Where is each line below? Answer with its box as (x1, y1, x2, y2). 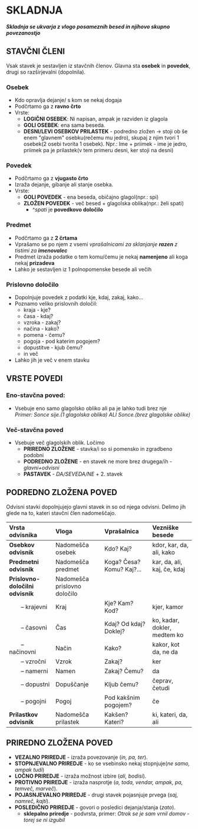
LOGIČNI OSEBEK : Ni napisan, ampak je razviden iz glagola (23, 116, 168, 123)
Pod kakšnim (104, 693, 140, 702)
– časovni (21, 623, 47, 631)
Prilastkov (9, 710, 38, 719)
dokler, (152, 623, 172, 631)
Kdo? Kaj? (104, 544, 132, 552)
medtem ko (152, 631, 184, 639)
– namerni (21, 667, 48, 675)
